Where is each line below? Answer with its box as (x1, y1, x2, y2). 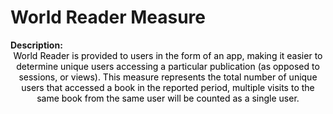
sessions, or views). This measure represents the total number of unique (18, 71, 318, 83)
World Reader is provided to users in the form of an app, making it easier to (13, 49, 323, 61)
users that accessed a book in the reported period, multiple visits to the (21, 81, 315, 93)
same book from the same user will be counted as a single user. (36, 92, 300, 104)
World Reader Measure (10, 6, 206, 29)
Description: (10, 39, 63, 51)
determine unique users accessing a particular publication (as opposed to (16, 60, 320, 72)
